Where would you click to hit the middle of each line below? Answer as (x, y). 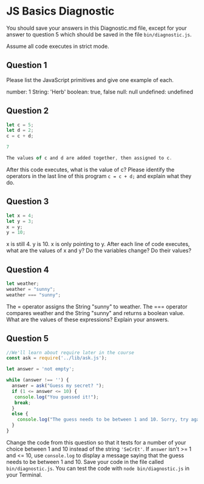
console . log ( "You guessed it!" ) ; (56, 397)
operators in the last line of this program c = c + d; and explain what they (99, 176)
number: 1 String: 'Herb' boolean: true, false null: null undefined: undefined (100, 92)
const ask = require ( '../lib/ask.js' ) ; (57, 358)
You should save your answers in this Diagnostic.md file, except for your (97, 28)
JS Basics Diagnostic (60, 11)
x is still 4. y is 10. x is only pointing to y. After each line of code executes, (98, 244)
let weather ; (23, 284)
